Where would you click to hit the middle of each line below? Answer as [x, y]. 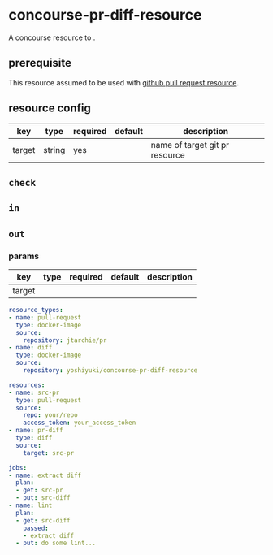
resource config [50, 108]
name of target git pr [190, 145]
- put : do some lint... [56, 543]
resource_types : [36, 310]
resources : [27, 385]
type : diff [34, 438]
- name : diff [30, 348]
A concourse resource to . [52, 37]
